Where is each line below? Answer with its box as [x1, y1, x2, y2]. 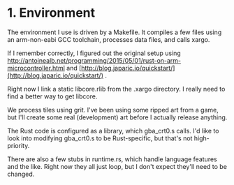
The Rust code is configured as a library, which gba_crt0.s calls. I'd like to [7, 126, 219, 135]
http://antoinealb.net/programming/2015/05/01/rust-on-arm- [7, 56, 182, 64]
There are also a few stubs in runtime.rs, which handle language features [7, 155, 218, 163]
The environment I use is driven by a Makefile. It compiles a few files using [7, 28, 222, 36]
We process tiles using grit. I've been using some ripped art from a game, [7, 105, 219, 114]
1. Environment [7, 5, 96, 21]
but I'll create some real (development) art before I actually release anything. [7, 113, 228, 121]
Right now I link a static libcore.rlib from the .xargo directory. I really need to [7, 84, 226, 93]
